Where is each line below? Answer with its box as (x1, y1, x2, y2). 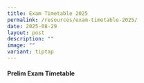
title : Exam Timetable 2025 (7, 10, 89, 17)
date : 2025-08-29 (7, 23, 57, 29)
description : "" (7, 36, 54, 43)
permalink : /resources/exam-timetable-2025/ (7, 16, 138, 23)
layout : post (7, 29, 45, 36)
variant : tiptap (7, 49, 54, 56)
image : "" (7, 42, 36, 49)
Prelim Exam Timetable (7, 69, 75, 78)
